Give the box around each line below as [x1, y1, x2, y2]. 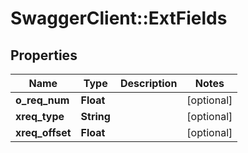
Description [119, 77, 178, 90]
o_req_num [15, 93, 70, 107]
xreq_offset [15, 126, 72, 139]
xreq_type [15, 110, 65, 123]
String [80, 110, 111, 123]
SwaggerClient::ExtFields [10, 7, 228, 30]
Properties [10, 47, 78, 64]
